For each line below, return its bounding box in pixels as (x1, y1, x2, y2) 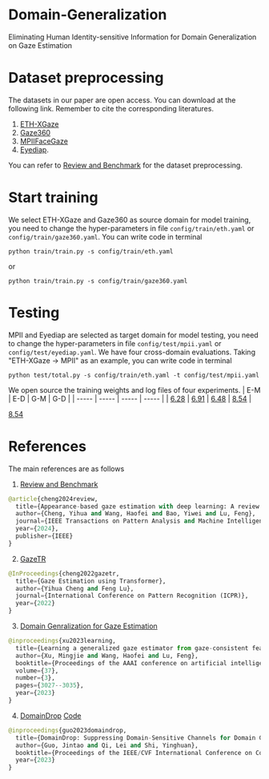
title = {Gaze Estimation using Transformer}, (15, 577, 167, 585)
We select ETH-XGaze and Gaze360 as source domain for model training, (8, 215, 251, 224)
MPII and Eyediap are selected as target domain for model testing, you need (8, 330, 259, 340)
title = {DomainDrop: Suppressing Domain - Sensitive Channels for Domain (15, 733, 256, 742)
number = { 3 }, (15, 674, 56, 682)
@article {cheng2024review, (8, 494, 98, 503)
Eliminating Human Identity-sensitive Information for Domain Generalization (8, 32, 257, 42)
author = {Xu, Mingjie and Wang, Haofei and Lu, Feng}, (15, 652, 199, 660)
